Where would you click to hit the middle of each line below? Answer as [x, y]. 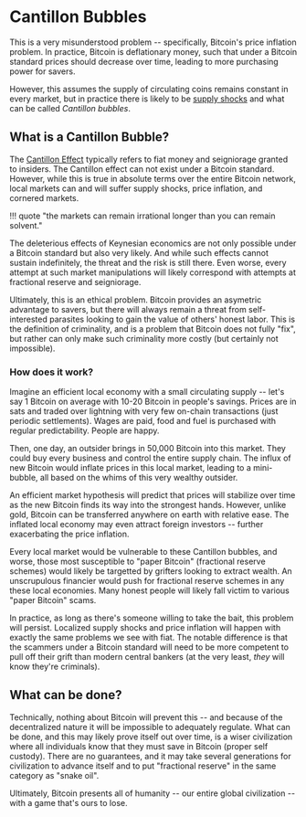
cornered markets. [44, 197]
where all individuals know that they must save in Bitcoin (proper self [139, 746]
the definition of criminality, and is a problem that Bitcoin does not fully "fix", [153, 329]
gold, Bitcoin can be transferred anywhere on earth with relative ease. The [149, 515]
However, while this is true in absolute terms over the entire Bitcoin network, [153, 178]
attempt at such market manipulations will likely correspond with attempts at [153, 272]
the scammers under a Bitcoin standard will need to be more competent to [149, 647]
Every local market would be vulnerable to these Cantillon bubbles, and [143, 552]
